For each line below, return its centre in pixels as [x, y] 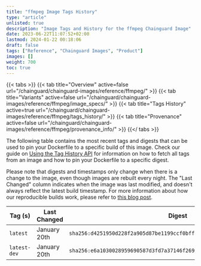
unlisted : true [25, 23]
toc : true [19, 68]
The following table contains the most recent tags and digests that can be [97, 141]
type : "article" [26, 17]
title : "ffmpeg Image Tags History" [52, 12]
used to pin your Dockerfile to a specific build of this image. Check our [93, 147]
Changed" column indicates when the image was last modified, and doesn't [99, 184]
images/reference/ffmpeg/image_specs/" [57, 104]
